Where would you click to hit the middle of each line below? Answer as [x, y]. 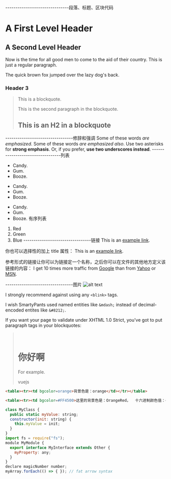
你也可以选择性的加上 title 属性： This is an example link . [64, 251]
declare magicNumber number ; [36, 467]
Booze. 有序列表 [30, 219]
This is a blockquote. [39, 99]
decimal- [147, 305]
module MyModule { [25, 443]
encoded [15, 310]
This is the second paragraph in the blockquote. [68, 109]
